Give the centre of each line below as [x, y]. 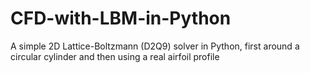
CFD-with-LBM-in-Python [121, 18]
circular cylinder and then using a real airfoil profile [115, 56]
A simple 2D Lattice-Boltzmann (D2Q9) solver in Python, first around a [155, 46]
